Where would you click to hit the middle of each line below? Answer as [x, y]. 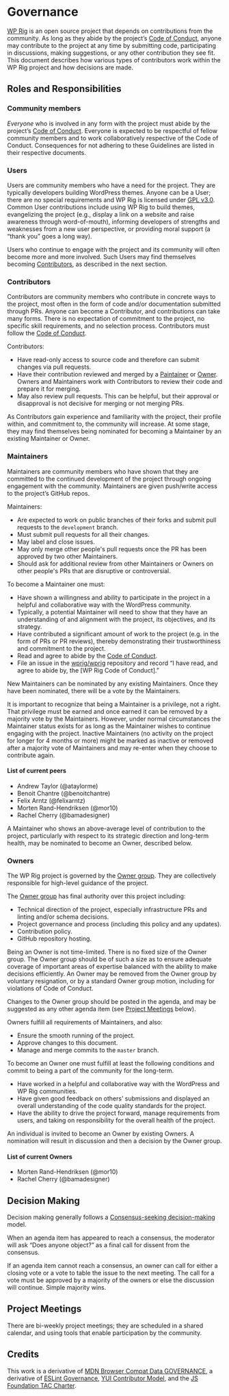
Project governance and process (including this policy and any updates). [119, 924]
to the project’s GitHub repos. [49, 493]
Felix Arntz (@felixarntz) [51, 800]
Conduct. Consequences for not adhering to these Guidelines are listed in [111, 145]
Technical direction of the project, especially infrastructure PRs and [112, 910]
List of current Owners [40, 1157]
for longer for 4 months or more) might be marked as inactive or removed [110, 741]
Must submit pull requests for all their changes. [83, 534]
